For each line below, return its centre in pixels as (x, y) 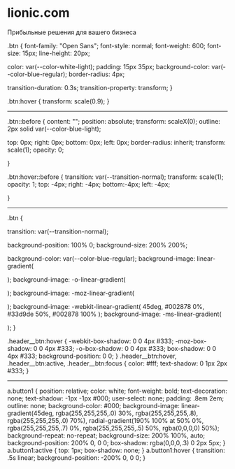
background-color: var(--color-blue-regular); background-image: (101, 258)
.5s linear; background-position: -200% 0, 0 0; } (77, 457)
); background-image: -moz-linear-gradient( (71, 293)
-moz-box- (191, 341)
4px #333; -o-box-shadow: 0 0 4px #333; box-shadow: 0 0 (130, 348)
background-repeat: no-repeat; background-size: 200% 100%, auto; (106, 435)
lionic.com (38, 13)
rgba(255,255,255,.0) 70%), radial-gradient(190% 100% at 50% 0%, (106, 420)
